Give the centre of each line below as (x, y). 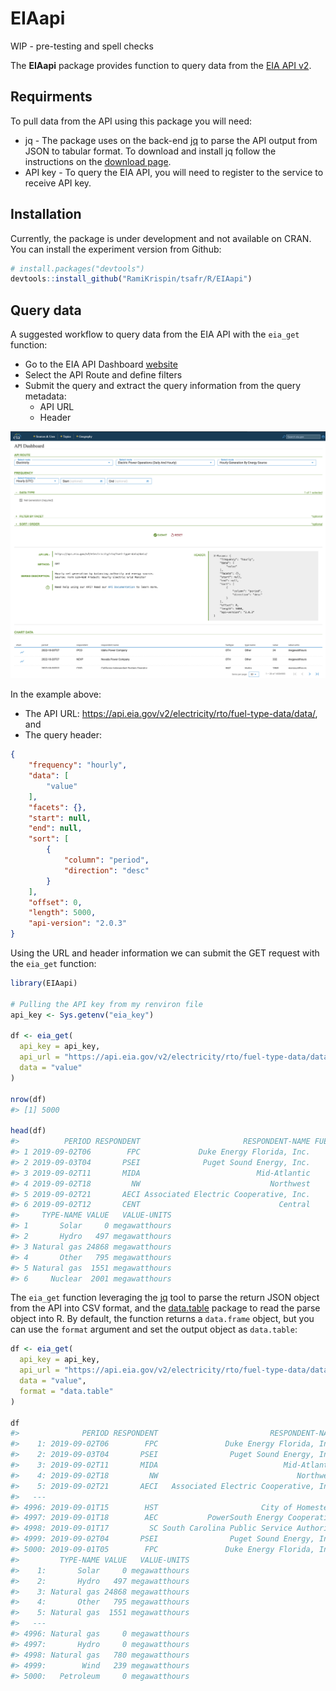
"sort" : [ (49, 839)
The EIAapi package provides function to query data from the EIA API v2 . (161, 65)
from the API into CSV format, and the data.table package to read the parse (165, 1308)
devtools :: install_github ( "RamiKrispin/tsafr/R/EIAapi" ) (131, 279)
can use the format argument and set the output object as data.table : (154, 1329)
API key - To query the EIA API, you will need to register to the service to (174, 172)
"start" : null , (60, 818)
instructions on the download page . (98, 161)
